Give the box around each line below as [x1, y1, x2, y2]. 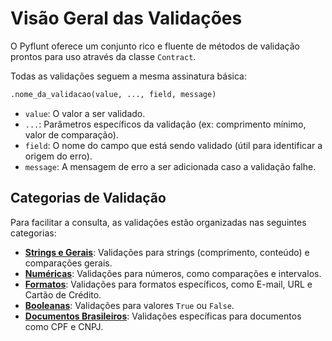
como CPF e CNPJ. [24, 320, 104, 332]
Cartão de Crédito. [24, 288, 102, 301]
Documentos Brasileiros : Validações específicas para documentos [24, 310, 302, 322]
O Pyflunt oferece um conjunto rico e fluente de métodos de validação [10, 40, 301, 52]
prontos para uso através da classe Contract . [10, 50, 197, 62]
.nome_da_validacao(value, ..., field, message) [10, 89, 217, 99]
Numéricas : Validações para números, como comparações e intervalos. [24, 267, 322, 279]
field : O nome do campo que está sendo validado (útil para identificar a [24, 139, 323, 151]
